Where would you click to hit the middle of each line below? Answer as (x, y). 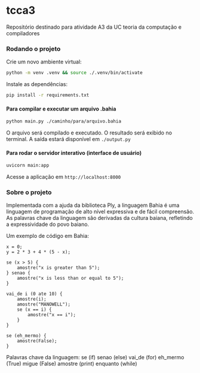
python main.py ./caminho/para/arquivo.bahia (64, 121)
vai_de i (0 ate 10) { (34, 294)
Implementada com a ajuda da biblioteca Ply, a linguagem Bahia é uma (93, 205)
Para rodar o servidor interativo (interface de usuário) (74, 152)
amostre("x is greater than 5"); (59, 268)
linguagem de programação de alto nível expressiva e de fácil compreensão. (100, 212)
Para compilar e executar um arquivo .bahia (61, 109)
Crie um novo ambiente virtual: (44, 62)
